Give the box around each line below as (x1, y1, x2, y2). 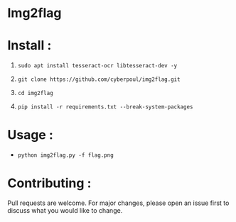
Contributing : (7, 175, 92, 192)
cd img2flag (17, 90, 53, 97)
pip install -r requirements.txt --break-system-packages (17, 104, 193, 111)
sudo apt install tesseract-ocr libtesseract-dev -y (17, 62, 178, 70)
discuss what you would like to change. (7, 206, 123, 214)
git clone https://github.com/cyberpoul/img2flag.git (17, 76, 181, 83)
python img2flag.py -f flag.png (17, 152, 114, 159)
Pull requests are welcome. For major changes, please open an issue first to (7, 199, 230, 207)
